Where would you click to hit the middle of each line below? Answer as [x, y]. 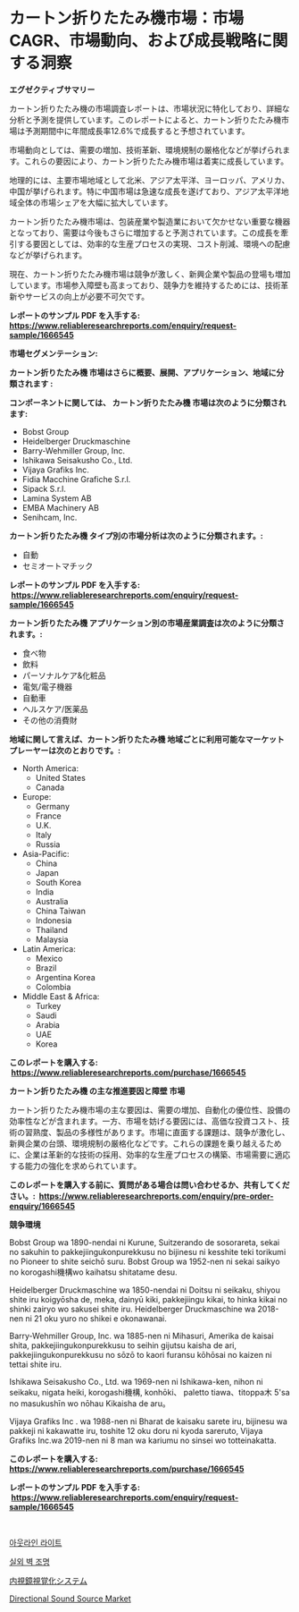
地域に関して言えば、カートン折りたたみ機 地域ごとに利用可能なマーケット [147, 739]
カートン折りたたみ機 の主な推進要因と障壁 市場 [97, 1090]
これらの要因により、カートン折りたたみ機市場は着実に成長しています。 [156, 161]
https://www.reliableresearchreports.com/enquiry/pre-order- [156, 1196]
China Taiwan [61, 911]
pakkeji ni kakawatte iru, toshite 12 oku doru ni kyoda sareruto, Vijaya [136, 1430]
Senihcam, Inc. [50, 517]
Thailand [52, 929]
